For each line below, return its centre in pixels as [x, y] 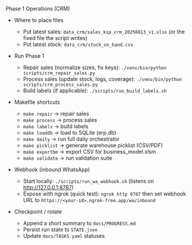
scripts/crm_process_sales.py [61, 85]
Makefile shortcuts [37, 102]
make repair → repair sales [56, 114]
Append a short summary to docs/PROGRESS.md [79, 223]
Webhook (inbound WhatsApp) [52, 170]
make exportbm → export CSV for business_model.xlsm [89, 152]
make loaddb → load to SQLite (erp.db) [70, 133]
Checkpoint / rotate [38, 212]
